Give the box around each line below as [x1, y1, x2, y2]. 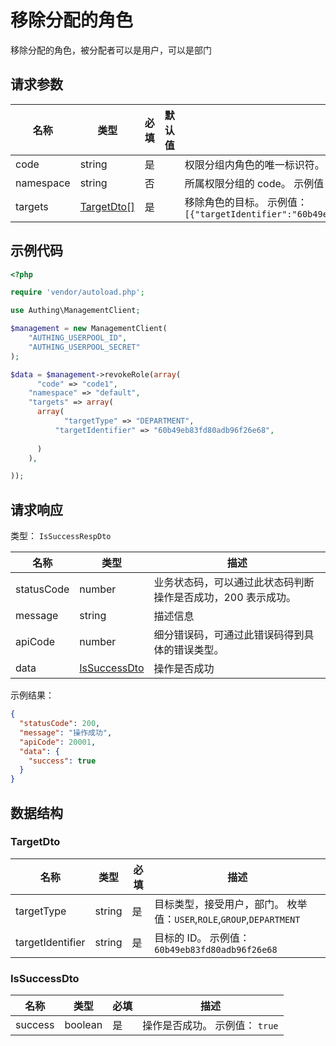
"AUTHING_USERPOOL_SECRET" [28, 342, 141, 352]
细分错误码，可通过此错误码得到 [153, 628, 305, 642]
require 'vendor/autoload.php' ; [10, 287, 145, 298]
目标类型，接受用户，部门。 [154, 897, 285, 911]
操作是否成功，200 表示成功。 [153, 591, 297, 605]
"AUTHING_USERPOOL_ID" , [28, 333, 128, 343]
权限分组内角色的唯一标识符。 [184, 157, 325, 171]
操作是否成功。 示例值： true [142, 1019, 279, 1033]
